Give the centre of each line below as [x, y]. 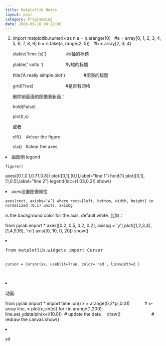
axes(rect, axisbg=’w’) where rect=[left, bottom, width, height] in [79, 201]
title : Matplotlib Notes [31, 10]
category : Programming [29, 19]
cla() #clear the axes [35, 147]
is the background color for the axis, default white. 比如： [64, 215]
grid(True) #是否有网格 [51, 86]
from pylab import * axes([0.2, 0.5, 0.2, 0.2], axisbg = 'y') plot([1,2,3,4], [78, 226]
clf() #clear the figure [36, 137]
